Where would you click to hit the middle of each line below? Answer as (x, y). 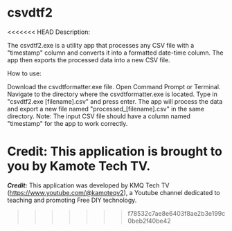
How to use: (24, 73)
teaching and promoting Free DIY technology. (72, 200)
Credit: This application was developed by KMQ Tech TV (88, 185)
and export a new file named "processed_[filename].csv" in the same (106, 109)
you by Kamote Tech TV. (79, 166)
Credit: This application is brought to (115, 152)
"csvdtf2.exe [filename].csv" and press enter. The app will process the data (115, 101)
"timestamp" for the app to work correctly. (68, 123)
